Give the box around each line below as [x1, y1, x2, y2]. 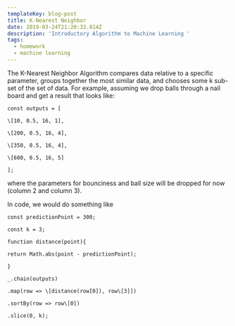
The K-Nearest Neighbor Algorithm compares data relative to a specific [7, 68, 214, 77]
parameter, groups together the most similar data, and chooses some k [7, 76, 213, 84]
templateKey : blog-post [7, 10, 77, 18]
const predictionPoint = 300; [7, 213, 96, 220]
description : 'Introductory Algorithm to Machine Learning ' [7, 30, 191, 37]
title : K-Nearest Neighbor [7, 17, 87, 24]
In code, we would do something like [7, 200, 114, 208]
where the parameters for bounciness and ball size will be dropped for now [7, 179, 225, 187]
